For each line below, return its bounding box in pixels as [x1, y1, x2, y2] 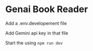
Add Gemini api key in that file [5, 30, 68, 36]
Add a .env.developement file [5, 20, 67, 26]
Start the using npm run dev [5, 39, 63, 46]
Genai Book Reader [5, 4, 88, 15]
